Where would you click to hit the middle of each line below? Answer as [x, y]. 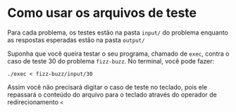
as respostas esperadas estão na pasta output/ [76, 39]
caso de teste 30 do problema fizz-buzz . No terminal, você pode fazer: [111, 61]
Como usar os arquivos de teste [102, 13]
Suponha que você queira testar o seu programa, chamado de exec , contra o [118, 54]
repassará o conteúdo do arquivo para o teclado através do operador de [112, 94]
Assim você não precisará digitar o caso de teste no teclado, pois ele [107, 87]
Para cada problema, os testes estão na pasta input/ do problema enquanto [118, 32]
